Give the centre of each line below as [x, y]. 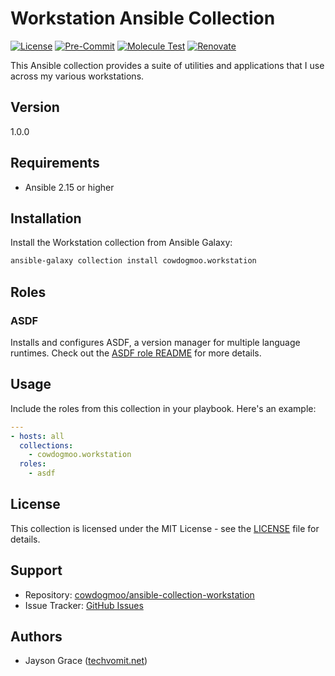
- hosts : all [37, 436]
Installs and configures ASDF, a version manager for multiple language [155, 342]
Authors [36, 637]
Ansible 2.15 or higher [69, 187]
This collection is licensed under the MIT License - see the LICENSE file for [165, 528]
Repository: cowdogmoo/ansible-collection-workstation [139, 594]
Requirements [55, 163]
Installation [46, 218]
